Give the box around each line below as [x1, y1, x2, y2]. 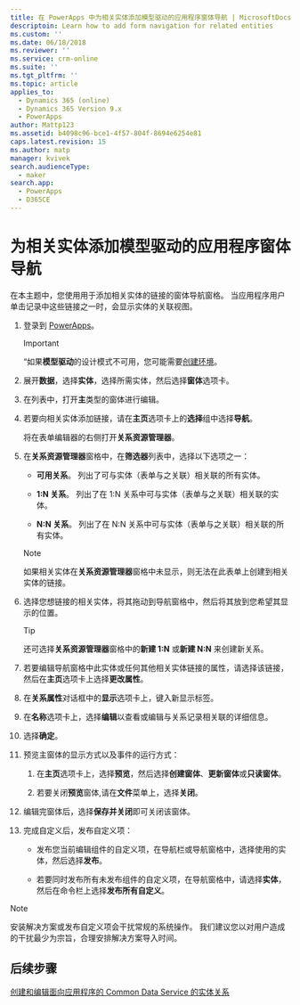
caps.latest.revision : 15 [10, 137, 106, 146]
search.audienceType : [10, 162, 91, 171]
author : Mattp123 [10, 121, 75, 130]
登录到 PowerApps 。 [22, 320, 100, 331]
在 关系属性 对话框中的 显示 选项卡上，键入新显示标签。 [22, 692, 219, 703]
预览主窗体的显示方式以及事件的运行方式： [22, 749, 180, 760]
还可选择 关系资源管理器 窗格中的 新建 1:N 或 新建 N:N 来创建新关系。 [22, 643, 269, 654]
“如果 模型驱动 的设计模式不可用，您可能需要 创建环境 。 [22, 355, 222, 366]
